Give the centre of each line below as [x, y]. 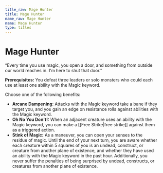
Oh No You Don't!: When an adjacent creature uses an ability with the [82, 119]
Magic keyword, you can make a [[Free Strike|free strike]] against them [83, 125]
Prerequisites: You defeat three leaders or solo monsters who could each [79, 80]
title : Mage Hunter [25, 14]
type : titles [18, 28]
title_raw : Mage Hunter [29, 10]
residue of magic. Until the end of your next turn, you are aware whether [85, 140]
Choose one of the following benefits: [43, 95]
